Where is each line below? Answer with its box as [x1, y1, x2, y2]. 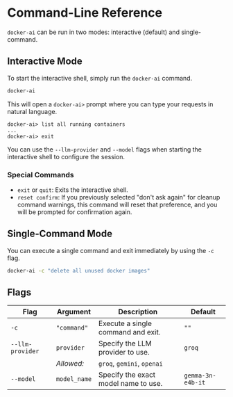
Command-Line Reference [7, 5, 163, 21]
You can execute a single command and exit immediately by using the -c [7, 246, 214, 254]
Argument [56, 307, 92, 317]
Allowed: [55, 359, 85, 368]
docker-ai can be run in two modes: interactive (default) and [7, 28, 180, 36]
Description [118, 307, 158, 317]
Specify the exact [98, 370, 156, 380]
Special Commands [7, 170, 74, 179]
